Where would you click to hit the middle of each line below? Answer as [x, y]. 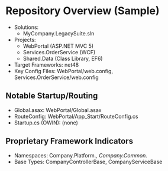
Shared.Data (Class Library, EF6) [63, 58]
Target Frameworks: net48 [46, 65]
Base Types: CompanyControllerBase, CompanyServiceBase [88, 162]
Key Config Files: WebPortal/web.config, [64, 71]
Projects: [25, 40]
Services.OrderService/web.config [56, 77]
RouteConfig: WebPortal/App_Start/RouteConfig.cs [76, 116]
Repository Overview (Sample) [83, 11]
